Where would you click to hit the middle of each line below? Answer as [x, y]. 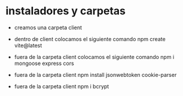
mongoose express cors [44, 63]
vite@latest [28, 45]
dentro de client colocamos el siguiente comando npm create [90, 39]
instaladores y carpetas [66, 11]
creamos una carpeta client [48, 27]
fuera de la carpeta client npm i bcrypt [62, 86]
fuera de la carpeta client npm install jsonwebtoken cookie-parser [95, 75]
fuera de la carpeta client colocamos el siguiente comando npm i [94, 57]
